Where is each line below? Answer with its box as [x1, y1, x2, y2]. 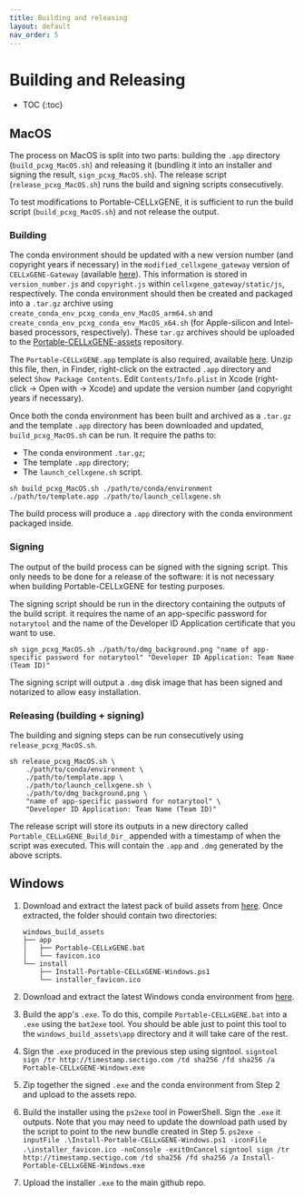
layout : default [9, 22, 71, 31]
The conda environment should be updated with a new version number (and [9, 249, 294, 260]
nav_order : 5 [9, 30, 59, 39]
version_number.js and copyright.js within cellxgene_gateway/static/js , [9, 278, 285, 289]
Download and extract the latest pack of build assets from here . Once [22, 900, 283, 910]
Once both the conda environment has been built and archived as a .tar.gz [9, 410, 292, 421]
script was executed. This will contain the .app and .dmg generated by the [9, 840, 284, 851]
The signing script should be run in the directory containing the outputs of [9, 598, 286, 609]
